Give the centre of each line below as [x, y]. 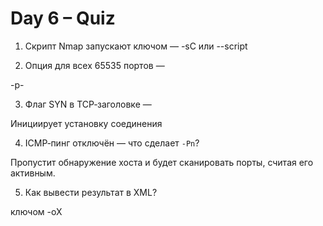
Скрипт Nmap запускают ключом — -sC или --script [136, 46]
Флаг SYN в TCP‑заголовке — [88, 104]
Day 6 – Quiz [63, 18]
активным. [33, 173]
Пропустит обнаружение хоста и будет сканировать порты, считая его [162, 162]
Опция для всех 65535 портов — [94, 65]
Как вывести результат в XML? [91, 192]
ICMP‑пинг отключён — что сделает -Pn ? [112, 143]
